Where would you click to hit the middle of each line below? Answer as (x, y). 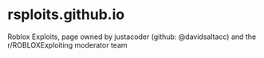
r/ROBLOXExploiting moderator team (68, 44)
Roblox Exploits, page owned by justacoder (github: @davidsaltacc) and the (132, 37)
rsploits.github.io (66, 15)
